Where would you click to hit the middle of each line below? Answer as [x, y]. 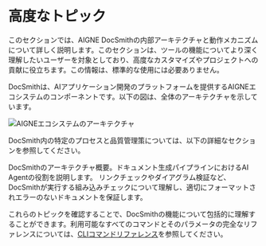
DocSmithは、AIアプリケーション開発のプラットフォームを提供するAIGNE [129, 86]
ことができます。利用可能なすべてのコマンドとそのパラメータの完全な [129, 224]
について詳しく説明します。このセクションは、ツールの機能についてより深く [133, 49]
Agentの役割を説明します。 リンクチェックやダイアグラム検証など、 [119, 177]
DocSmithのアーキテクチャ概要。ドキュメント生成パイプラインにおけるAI [129, 167]
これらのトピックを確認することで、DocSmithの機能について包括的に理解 [129, 214]
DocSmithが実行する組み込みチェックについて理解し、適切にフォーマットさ [132, 187]
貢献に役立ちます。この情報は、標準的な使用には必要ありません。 [116, 69]
